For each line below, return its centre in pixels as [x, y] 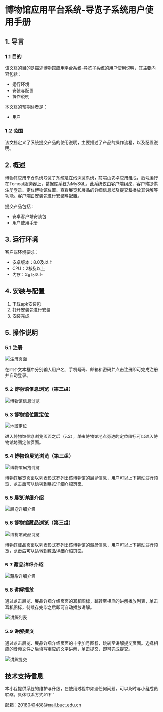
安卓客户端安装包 [29, 216]
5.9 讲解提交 [19, 631]
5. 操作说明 [21, 332]
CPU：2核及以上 [28, 268]
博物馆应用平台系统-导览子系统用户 [75, 10]
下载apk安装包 [26, 304]
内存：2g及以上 [27, 274]
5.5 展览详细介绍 [24, 498]
